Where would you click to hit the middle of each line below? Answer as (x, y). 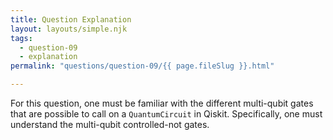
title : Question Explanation (71, 19)
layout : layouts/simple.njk (69, 29)
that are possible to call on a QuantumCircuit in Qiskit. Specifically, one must (166, 114)
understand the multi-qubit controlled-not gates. (110, 124)
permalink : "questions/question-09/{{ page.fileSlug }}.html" (142, 66)
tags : (21, 38)
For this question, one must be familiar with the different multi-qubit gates (162, 103)
